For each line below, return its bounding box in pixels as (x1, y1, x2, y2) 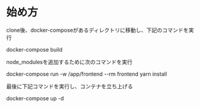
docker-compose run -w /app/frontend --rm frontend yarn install (6, 70, 167, 77)
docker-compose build (6, 46, 63, 53)
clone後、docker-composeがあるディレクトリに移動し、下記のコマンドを (6, 26, 189, 34)
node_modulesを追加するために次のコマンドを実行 (6, 58, 133, 65)
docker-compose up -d (6, 94, 64, 102)
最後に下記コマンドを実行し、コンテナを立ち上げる (6, 82, 133, 90)
